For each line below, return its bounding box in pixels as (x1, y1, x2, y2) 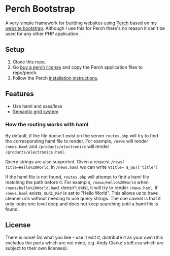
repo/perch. (12, 69, 38, 76)
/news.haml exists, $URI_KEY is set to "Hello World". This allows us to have (5, 190, 158, 196)
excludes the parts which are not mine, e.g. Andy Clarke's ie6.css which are (5, 239, 164, 246)
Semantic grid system (12, 108, 58, 115)
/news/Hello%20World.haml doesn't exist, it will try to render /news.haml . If (5, 185, 158, 191)
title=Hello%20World (5, 165, 49, 170)
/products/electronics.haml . (5, 149, 66, 155)
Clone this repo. (12, 59, 46, 65)
